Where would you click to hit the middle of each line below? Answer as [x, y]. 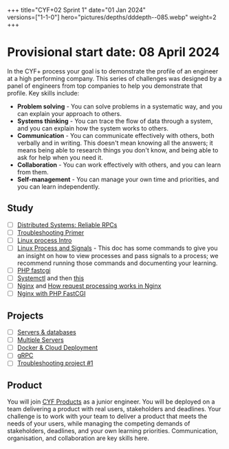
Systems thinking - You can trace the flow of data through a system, [115, 121]
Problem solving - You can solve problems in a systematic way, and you [120, 106]
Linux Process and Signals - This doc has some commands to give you [117, 248]
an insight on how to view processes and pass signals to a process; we [118, 256]
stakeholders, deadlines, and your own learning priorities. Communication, [112, 431]
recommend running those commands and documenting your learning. [117, 263]
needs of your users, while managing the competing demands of [99, 424]
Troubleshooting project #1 [55, 363]
